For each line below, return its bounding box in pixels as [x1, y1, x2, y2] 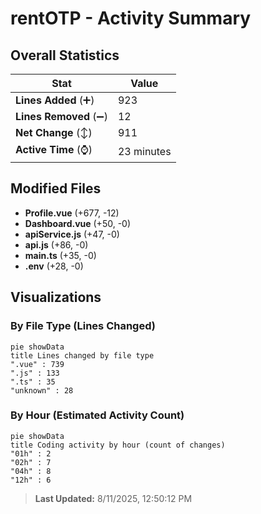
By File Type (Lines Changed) [10, 319, 156, 333]
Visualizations [10, 289, 102, 306]
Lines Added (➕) [15, 93, 95, 107]
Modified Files [10, 180, 102, 197]
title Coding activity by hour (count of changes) [10, 440, 226, 450]
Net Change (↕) [15, 126, 93, 139]
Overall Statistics [10, 47, 120, 64]
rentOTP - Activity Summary [10, 7, 252, 30]
